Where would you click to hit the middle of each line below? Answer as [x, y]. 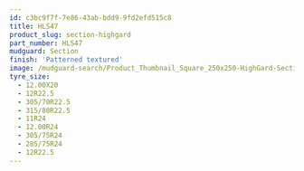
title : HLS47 [34, 26]
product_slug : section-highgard [70, 34]
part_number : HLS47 [46, 43]
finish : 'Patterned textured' [66, 60]
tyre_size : [30, 77]
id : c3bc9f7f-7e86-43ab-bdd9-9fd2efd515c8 [90, 18]
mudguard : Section [44, 52]
